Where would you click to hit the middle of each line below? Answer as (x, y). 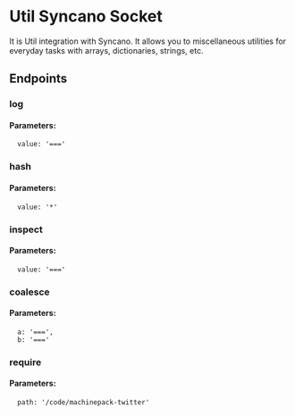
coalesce (30, 292)
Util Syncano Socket (86, 17)
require (25, 362)
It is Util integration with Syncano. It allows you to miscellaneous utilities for (148, 41)
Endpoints (38, 79)
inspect (26, 229)
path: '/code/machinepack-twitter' (84, 402)
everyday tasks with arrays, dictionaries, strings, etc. (106, 50)
